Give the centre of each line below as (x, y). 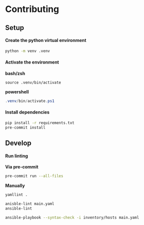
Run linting (17, 155)
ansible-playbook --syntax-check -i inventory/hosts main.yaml (72, 217)
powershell (17, 91)
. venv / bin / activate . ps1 (30, 101)
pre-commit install (25, 127)
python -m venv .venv (28, 51)
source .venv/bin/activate (33, 82)
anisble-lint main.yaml (30, 204)
